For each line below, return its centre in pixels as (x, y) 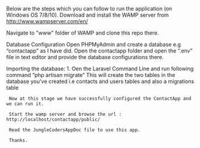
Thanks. (18, 140)
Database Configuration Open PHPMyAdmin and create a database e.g (94, 44)
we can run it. (25, 104)
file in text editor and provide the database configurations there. (85, 57)
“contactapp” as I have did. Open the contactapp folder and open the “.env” (99, 51)
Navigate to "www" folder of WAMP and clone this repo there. (83, 33)
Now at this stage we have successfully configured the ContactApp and (100, 98)
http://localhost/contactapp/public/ (53, 119)
